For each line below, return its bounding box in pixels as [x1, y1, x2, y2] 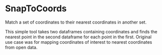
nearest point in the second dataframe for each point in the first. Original [5, 34, 152, 40]
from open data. [5, 44, 38, 50]
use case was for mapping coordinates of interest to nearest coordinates [5, 39, 152, 45]
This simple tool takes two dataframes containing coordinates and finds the [5, 28, 158, 34]
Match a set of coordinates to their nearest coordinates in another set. [5, 19, 147, 25]
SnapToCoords [5, 3, 67, 14]
